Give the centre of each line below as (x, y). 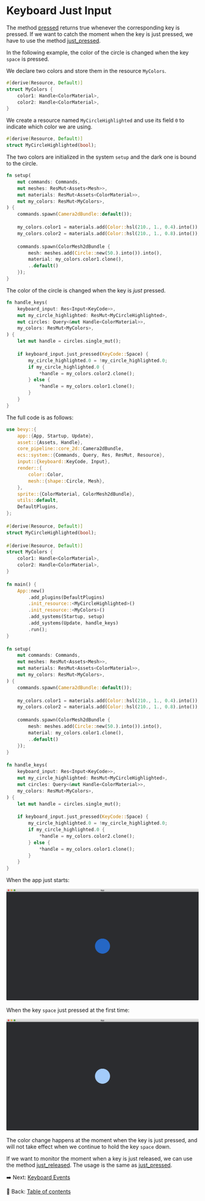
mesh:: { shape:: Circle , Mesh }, (67, 481)
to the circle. (22, 163)
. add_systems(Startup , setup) (67, 617)
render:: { (30, 468)
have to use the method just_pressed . (54, 40)
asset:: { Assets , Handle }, (50, 442)
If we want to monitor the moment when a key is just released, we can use (99, 1158)
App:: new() (31, 591)
